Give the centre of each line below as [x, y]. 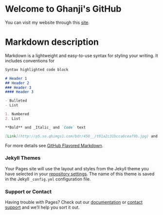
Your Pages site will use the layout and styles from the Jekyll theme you [77, 168]
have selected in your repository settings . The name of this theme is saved [80, 174]
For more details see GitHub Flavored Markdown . [54, 145]
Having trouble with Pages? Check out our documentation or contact [74, 202]
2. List [13, 118]
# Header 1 [16, 78]
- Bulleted [16, 101]
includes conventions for [30, 61]
